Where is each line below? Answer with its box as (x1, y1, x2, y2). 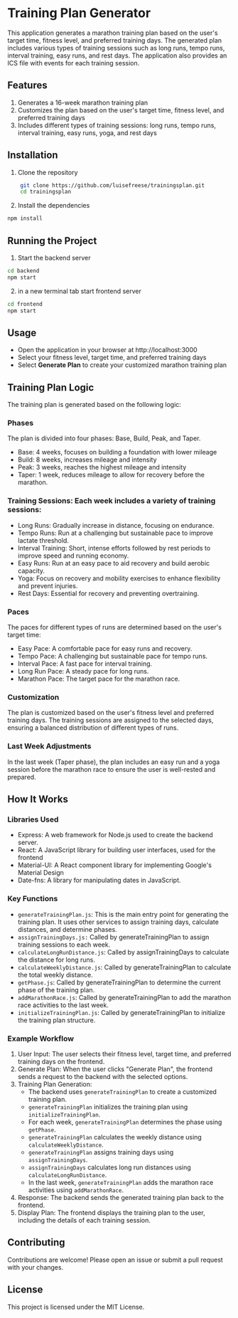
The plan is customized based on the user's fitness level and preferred (7, 708, 215, 717)
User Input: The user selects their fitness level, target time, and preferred (17, 1049, 232, 1058)
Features (7, 80, 48, 92)
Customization (7, 692, 60, 702)
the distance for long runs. (17, 955, 96, 964)
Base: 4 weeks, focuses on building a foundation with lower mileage (17, 448, 217, 457)
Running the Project (7, 235, 97, 247)
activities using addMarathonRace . (28, 1186, 124, 1194)
